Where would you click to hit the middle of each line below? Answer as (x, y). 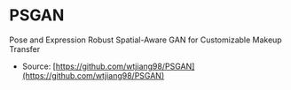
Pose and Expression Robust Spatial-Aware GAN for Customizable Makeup (145, 40)
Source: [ (39, 66)
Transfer (25, 49)
